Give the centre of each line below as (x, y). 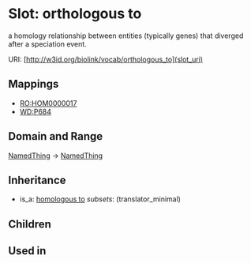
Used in (27, 251)
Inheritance (37, 180)
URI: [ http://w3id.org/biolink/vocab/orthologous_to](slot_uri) (106, 59)
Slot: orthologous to (75, 14)
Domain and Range (56, 136)
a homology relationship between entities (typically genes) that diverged (126, 36)
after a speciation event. (47, 43)
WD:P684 (36, 111)
